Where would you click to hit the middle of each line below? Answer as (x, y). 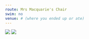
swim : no (14, 14)
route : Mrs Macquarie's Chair (36, 9)
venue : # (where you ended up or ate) (45, 18)
